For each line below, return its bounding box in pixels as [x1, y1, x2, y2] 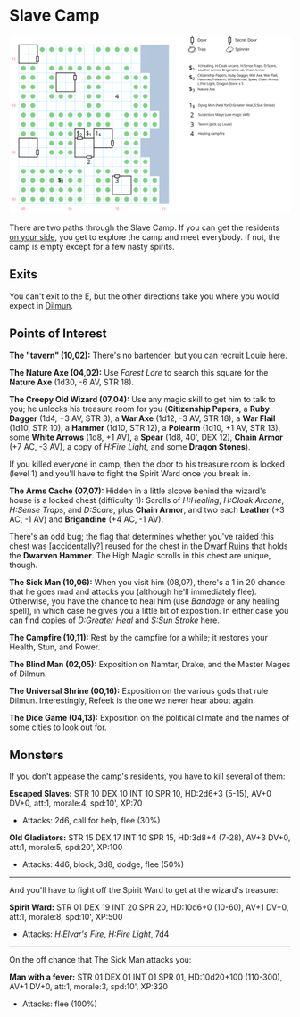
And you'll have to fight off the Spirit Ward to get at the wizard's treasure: [9, 885, 279, 896]
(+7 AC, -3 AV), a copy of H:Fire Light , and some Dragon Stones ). [9, 441, 252, 451]
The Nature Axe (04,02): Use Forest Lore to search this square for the [9, 367, 269, 377]
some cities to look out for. [9, 722, 107, 732]
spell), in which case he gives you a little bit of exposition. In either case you [9, 605, 289, 616]
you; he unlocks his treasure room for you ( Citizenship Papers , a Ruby [9, 403, 271, 414]
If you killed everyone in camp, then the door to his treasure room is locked [9, 459, 286, 469]
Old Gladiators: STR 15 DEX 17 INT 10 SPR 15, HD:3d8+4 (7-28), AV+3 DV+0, [9, 832, 291, 843]
